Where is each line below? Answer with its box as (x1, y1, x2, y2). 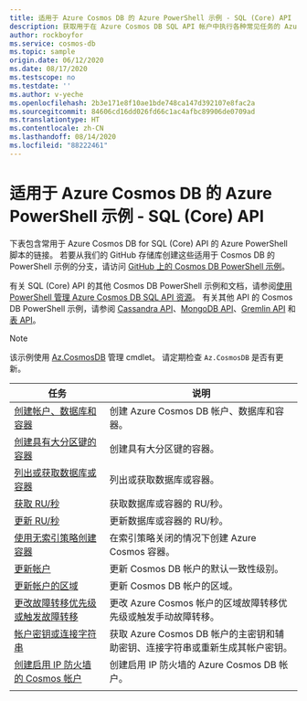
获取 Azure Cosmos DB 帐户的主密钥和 (109, 627, 276, 640)
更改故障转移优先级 (14, 596, 98, 609)
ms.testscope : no (9, 73, 76, 82)
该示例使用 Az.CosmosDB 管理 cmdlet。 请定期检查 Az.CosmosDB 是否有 (9, 351, 276, 362)
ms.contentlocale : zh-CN (9, 124, 104, 133)
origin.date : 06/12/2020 (9, 56, 104, 65)
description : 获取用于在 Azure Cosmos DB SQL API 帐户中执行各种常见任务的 (9, 22, 281, 31)
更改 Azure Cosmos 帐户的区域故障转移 (109, 596, 279, 609)
